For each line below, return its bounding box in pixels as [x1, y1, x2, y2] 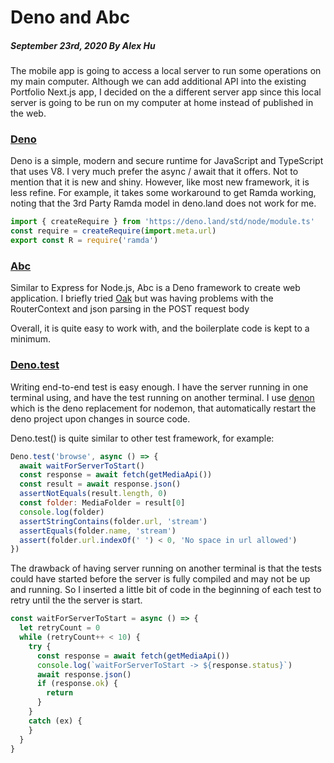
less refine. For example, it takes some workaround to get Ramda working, [10, 187, 317, 199]
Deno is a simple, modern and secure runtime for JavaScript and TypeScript [10, 155, 324, 167]
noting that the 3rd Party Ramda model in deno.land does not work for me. [10, 197, 317, 210]
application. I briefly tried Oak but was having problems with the [10, 292, 274, 305]
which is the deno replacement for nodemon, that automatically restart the [10, 402, 317, 414]
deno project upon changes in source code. [10, 412, 191, 425]
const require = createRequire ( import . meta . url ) [10, 226, 217, 236]
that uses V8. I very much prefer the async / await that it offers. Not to [10, 166, 299, 178]
